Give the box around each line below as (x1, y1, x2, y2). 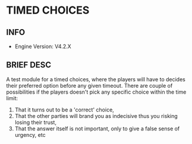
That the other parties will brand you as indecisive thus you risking (14, 112, 178, 119)
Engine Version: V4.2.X (14, 43, 71, 50)
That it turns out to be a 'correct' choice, (14, 106, 114, 113)
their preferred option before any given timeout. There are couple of (6, 82, 173, 89)
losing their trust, (14, 119, 56, 126)
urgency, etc (14, 131, 46, 138)
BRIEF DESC (6, 60, 52, 70)
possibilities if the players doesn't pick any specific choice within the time (6, 88, 187, 95)
